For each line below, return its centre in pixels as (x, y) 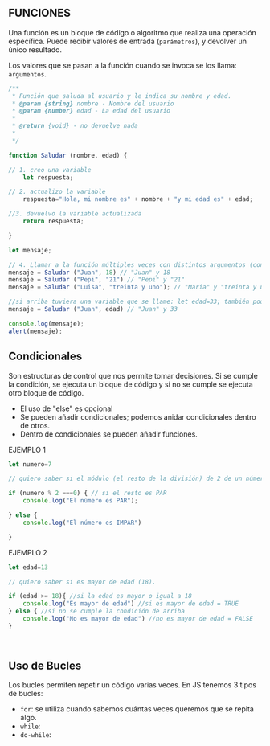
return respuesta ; (53, 221)
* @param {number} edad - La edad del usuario (91, 111)
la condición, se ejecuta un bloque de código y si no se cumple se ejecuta (131, 384)
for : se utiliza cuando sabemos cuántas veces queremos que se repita (137, 709)
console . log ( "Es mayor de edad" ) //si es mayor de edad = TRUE (131, 604)
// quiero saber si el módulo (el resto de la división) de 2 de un (125, 479)
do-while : (36, 735)
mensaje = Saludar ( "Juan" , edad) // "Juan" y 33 (93, 309)
